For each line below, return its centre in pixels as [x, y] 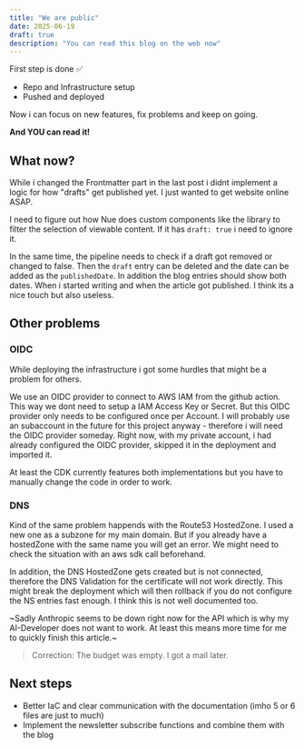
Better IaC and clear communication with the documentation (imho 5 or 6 [159, 705]
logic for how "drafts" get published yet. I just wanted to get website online [149, 193]
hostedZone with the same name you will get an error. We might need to [144, 544]
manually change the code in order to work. [91, 482]
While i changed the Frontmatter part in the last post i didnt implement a [144, 183]
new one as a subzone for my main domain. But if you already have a [138, 535]
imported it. [31, 454]
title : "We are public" [54, 18]
